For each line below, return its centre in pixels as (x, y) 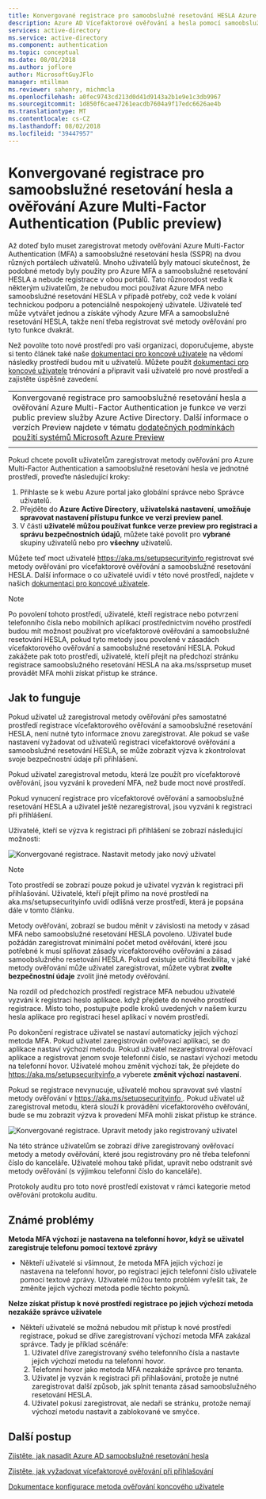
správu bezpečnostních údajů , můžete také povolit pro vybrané (125, 534)
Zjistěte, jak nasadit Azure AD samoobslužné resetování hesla (109, 1456)
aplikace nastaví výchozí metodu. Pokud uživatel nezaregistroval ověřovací (130, 1049)
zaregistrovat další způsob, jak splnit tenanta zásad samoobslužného (144, 1386)
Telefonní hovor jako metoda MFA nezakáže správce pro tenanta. (137, 1370)
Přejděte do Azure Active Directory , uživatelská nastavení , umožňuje (135, 509)
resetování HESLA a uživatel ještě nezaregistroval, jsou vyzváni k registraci (130, 807)
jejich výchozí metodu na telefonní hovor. (99, 1361)
